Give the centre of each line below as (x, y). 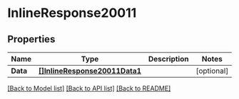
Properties (31, 39)
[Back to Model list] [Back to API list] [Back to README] (89, 88)
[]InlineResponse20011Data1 (90, 71)
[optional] (212, 71)
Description (169, 59)
